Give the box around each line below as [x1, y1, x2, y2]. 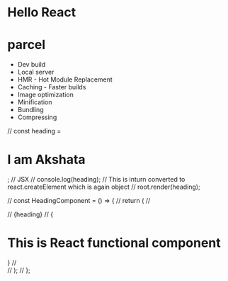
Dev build [17, 60, 46, 69]
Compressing [17, 113, 57, 121]
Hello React [7, 4, 76, 21]
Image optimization [17, 90, 74, 99]
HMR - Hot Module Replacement [17, 75, 113, 84]
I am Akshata [7, 152, 86, 167]
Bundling [17, 106, 44, 114]
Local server [17, 68, 55, 77]
